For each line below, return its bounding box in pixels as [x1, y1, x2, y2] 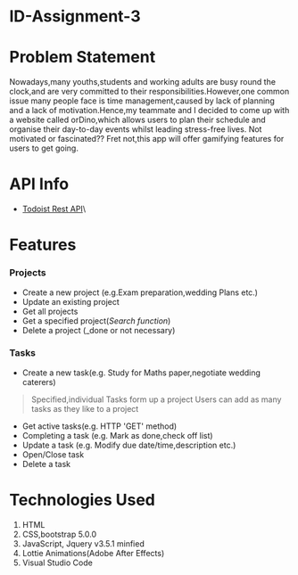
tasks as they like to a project [30, 403, 139, 414]
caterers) [21, 376, 56, 387]
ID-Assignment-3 [9, 6, 141, 27]
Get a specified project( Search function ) [21, 315, 171, 326]
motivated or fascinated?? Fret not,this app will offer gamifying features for [9, 134, 285, 144]
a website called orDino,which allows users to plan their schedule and [9, 114, 266, 126]
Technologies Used [9, 490, 156, 510]
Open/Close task [21, 448, 85, 460]
